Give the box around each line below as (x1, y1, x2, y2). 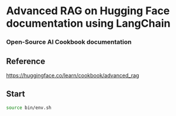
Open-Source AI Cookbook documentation (6, 38, 132, 46)
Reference (6, 56, 46, 66)
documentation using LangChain (6, 17, 171, 30)
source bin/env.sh (6, 105, 52, 111)
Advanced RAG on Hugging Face (6, 4, 170, 18)
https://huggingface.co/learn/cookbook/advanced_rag (6, 72, 139, 79)
